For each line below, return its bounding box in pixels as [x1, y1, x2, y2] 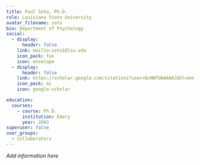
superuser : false [6, 124, 49, 131]
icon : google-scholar [17, 86, 70, 92]
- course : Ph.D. [17, 108, 58, 114]
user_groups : [6, 130, 39, 136]
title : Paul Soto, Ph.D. [6, 8, 68, 15]
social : [6, 31, 26, 37]
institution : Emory [21, 114, 70, 120]
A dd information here [6, 152, 59, 159]
